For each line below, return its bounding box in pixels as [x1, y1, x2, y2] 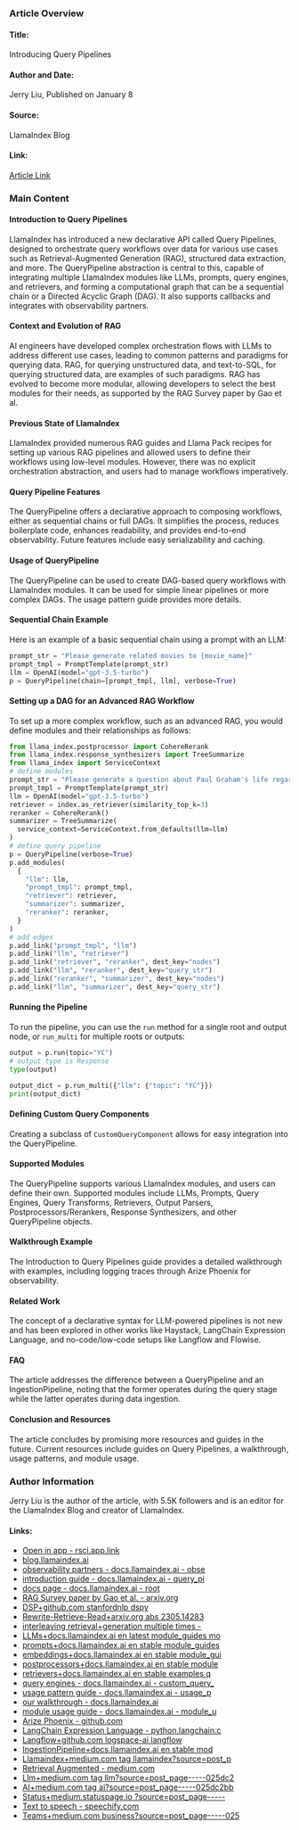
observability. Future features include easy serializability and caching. [9, 534, 265, 546]
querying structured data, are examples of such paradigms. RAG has [9, 369, 261, 380]
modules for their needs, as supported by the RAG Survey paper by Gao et [9, 388, 282, 399]
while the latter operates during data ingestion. [9, 1394, 181, 1405]
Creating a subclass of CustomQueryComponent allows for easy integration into [9, 1128, 289, 1139]
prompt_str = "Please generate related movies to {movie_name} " [9, 651, 253, 660]
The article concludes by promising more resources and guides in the [9, 1434, 264, 1445]
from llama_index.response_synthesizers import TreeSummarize [9, 750, 245, 760]
